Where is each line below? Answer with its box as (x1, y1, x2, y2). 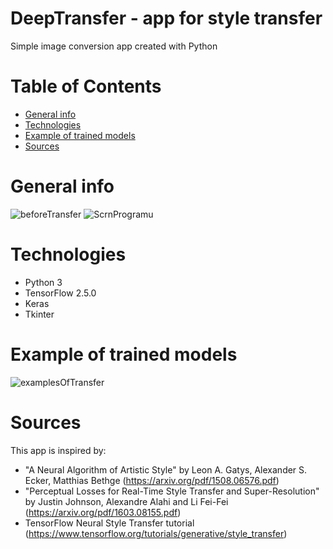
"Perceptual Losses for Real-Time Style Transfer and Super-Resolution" (24, 485, 320, 497)
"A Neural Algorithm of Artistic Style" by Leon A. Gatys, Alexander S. (24, 463, 308, 476)
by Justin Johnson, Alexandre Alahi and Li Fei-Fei (24, 495, 229, 507)
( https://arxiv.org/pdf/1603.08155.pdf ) (24, 506, 182, 518)
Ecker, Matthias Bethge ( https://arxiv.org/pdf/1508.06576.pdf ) (24, 474, 280, 486)
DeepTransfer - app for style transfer (10, 7, 323, 30)
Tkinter (24, 308, 55, 320)
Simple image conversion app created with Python (10, 40, 218, 52)
